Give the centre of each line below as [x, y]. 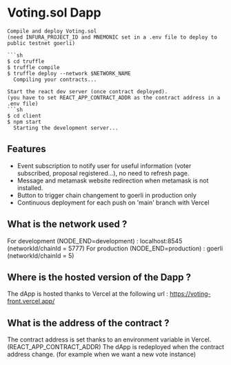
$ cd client [24, 115]
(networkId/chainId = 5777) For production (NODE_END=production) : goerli [115, 248]
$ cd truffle [26, 61]
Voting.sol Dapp [54, 13]
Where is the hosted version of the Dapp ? [99, 277]
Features [27, 149]
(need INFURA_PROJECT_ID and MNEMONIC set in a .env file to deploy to [112, 37]
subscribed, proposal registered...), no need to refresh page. [103, 173]
